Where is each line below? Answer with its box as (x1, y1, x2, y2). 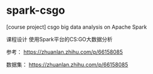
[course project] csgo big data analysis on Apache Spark (6, 23, 147, 30)
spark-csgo (6, 4, 65, 17)
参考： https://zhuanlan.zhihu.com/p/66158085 (6, 48, 123, 55)
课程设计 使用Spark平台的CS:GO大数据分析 (6, 35, 113, 42)
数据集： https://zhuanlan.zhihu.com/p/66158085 (6, 61, 128, 68)
